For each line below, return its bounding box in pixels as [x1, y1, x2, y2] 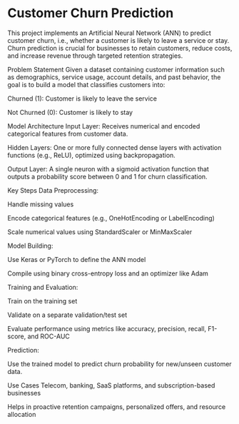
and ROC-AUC [27, 332, 70, 340]
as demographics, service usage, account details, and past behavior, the [7, 73, 221, 81]
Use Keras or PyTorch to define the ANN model [7, 255, 146, 263]
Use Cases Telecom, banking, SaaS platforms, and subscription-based [7, 380, 215, 390]
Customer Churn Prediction [7, 5, 174, 21]
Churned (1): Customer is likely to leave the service [7, 94, 157, 103]
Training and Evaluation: [7, 283, 78, 291]
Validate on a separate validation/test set [7, 311, 127, 319]
